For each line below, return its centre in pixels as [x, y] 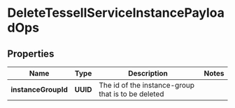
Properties [31, 54]
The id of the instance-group [147, 85]
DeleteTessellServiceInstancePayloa [116, 13]
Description [148, 73]
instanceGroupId [39, 89]
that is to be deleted [131, 94]
